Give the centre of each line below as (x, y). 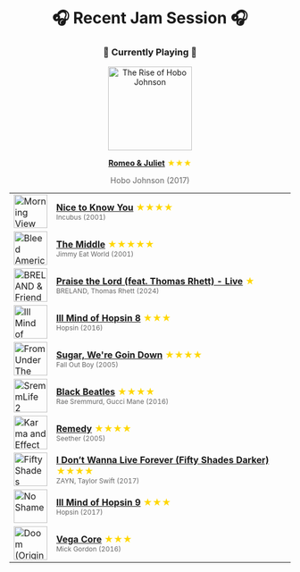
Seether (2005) (81, 438)
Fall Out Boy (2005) (87, 364)
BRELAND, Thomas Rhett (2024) (108, 291)
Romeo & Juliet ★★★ (150, 164)
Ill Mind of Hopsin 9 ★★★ (114, 502)
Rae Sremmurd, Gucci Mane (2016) (113, 401)
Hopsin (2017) (80, 512)
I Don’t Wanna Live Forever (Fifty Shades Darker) (163, 459)
